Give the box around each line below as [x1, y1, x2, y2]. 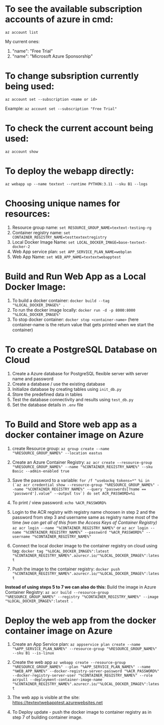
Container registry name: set [12, 229, 70, 235]
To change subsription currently [5, 70, 139, 82]
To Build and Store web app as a [5, 419, 137, 430]
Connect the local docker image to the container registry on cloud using [12, 543, 158, 548]
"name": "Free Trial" [12, 48, 53, 54]
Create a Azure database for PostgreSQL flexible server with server [12, 370, 148, 376]
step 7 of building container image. [12, 714, 83, 720]
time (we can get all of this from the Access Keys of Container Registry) [12, 520, 158, 525]
